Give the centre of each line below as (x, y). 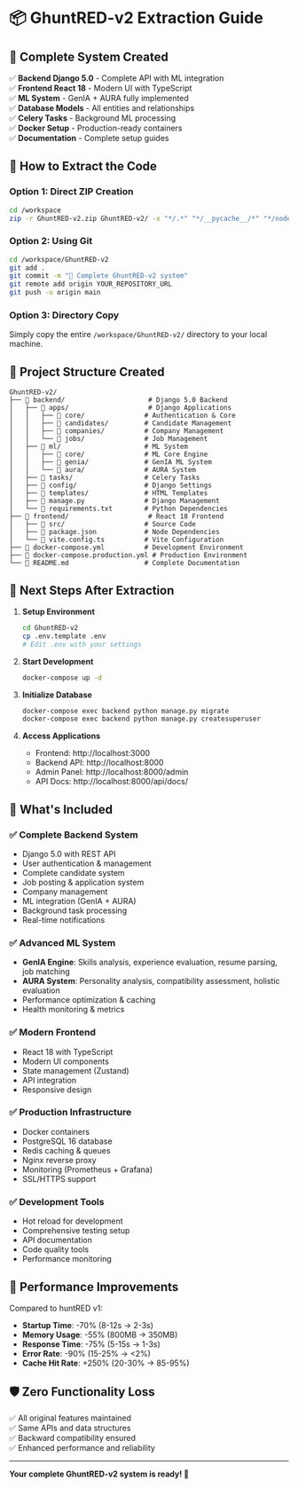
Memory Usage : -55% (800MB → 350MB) (100, 1334)
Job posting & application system (83, 882)
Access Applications (61, 736)
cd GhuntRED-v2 (50, 628)
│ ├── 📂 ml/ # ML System (99, 447)
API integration (49, 1080)
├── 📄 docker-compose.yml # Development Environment (126, 547)
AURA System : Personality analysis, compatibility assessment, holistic (151, 981)
